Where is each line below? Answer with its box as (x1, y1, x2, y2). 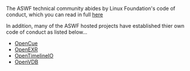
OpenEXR (14, 46, 38, 53)
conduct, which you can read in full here (6, 11, 103, 18)
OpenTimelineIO (14, 52, 54, 59)
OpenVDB (14, 58, 39, 65)
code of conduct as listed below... (6, 29, 88, 35)
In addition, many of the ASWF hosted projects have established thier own (6, 23, 185, 29)
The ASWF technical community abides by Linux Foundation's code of (6, 5, 175, 12)
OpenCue (14, 40, 38, 47)
